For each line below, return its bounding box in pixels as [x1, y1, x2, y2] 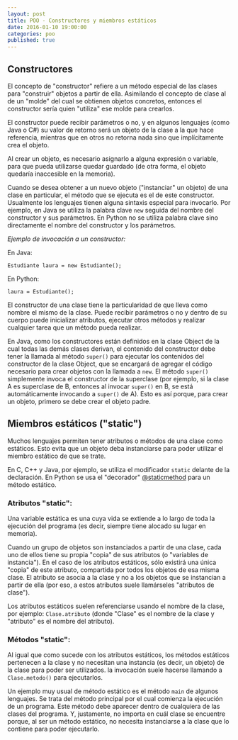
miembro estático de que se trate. [7, 452, 106, 460]
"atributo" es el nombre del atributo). [7, 617, 115, 626]
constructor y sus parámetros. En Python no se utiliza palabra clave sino [7, 213, 218, 222]
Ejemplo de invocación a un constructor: [7, 235, 126, 243]
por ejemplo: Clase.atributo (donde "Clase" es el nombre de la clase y [7, 610, 215, 618]
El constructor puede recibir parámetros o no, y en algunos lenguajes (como [7, 118, 230, 126]
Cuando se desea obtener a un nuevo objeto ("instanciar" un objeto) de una [7, 183, 229, 191]
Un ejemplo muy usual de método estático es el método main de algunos [7, 687, 219, 695]
